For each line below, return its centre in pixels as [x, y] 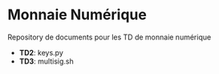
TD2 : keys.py [41, 52]
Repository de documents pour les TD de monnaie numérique [109, 37]
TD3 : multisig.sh [46, 61]
